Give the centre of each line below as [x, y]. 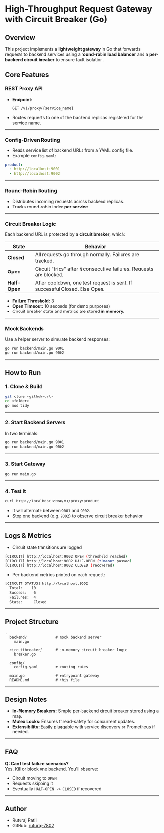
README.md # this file [44, 680]
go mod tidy [17, 406]
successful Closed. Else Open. [70, 289]
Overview [20, 37]
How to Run [23, 372]
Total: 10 [23, 588]
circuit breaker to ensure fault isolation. [64, 59]
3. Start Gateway [25, 464]
